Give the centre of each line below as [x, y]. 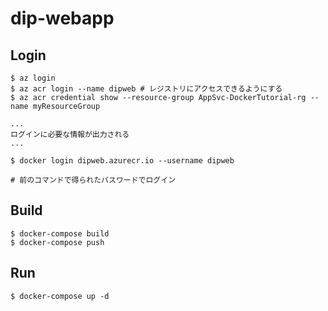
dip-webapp [62, 18]
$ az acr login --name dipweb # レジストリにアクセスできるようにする [146, 89]
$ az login [33, 78]
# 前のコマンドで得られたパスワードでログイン [93, 180]
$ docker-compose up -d [60, 296]
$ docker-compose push [57, 242]
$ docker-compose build [60, 233]
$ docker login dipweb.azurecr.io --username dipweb [122, 161]
